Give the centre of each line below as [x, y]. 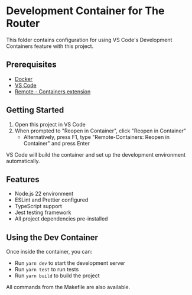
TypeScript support [38, 206]
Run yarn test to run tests [47, 270]
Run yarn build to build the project [57, 275]
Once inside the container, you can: [49, 252]
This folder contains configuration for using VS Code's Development [89, 40]
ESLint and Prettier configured [51, 200]
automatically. [23, 161]
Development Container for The [85, 11]
